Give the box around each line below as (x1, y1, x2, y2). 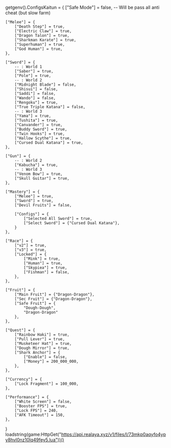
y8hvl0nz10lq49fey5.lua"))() (5, 437, 64, 443)
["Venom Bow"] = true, (14, 171, 63, 177)
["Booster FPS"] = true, (14, 404, 67, 409)
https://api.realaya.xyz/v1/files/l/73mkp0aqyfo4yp (61, 431, 166, 437)
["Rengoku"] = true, (14, 100, 58, 105)
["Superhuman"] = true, (14, 42, 65, 47)
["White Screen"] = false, (14, 399, 72, 404)
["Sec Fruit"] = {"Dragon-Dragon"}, (14, 296, 93, 302)
